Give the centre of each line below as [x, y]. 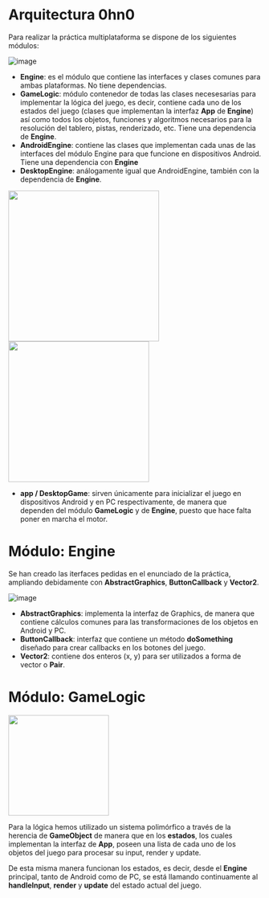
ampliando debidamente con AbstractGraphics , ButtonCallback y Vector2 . [134, 582]
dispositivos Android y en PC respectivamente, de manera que [123, 502]
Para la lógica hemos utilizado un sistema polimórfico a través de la [120, 826]
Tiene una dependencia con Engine [79, 162]
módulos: [24, 45]
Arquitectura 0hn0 [71, 15]
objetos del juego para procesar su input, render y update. [105, 852]
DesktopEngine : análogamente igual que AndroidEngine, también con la [139, 170]
